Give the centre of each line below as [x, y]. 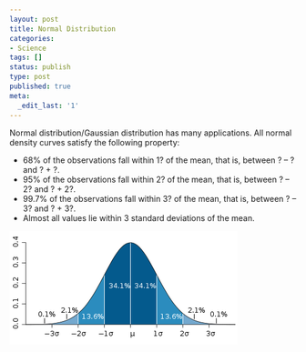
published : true [40, 86]
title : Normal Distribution [63, 29]
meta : [20, 96]
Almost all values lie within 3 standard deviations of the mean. [138, 217]
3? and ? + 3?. [49, 208]
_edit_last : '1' [48, 106]
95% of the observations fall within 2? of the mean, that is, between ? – [156, 179]
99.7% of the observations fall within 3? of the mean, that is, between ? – [159, 198]
